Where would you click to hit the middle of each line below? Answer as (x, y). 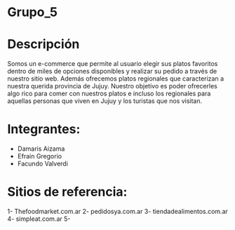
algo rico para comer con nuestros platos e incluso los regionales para (109, 94)
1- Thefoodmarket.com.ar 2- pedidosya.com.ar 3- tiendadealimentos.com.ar (117, 211)
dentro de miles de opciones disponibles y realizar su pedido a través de (112, 72)
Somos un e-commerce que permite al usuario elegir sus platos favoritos (113, 64)
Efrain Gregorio (39, 156)
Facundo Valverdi (43, 164)
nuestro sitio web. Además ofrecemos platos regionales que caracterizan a (116, 79)
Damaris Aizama (41, 149)
